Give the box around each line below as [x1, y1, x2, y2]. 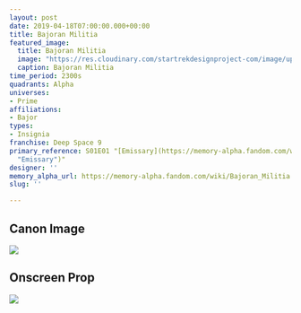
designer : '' [9, 163, 58, 172]
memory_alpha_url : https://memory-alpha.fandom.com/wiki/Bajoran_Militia [9, 171, 291, 180]
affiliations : [9, 105, 63, 114]
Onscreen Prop [9, 270, 96, 285]
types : [9, 122, 34, 131]
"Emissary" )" [17, 154, 66, 164]
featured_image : [9, 38, 70, 48]
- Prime [9, 96, 39, 106]
